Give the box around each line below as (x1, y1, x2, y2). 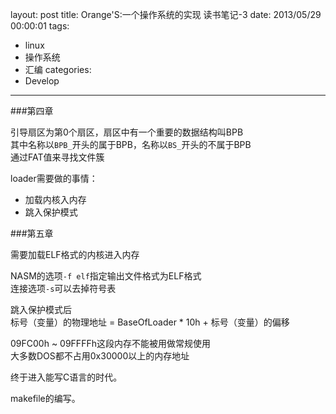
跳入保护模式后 (10, 304, 72, 315)
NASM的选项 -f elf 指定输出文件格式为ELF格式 (10, 270, 202, 282)
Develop (24, 75, 60, 87)
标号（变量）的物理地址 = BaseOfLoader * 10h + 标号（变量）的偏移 (10, 316, 290, 328)
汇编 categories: (24, 64, 92, 75)
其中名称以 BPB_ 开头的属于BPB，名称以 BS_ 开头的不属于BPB (10, 139, 252, 150)
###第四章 (10, 105, 54, 117)
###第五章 (10, 228, 54, 239)
